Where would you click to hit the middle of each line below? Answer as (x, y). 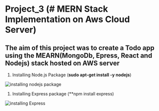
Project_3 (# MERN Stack (57, 9)
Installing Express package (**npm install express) (63, 94)
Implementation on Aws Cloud (68, 19)
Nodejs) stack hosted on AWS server (62, 63)
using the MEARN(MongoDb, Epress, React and (79, 55)
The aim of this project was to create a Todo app (80, 48)
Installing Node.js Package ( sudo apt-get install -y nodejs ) (72, 75)
